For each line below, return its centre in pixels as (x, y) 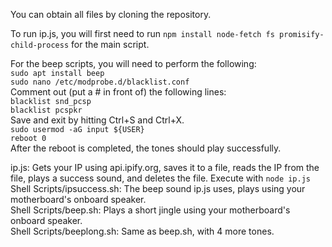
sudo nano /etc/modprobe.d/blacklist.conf (100, 82)
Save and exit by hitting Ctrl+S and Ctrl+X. (97, 120)
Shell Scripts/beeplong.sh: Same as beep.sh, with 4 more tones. (142, 231)
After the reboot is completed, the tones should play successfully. (146, 148)
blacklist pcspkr (46, 110)
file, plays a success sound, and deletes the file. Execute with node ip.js (161, 178)
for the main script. (110, 44)
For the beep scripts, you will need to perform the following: (133, 63)
